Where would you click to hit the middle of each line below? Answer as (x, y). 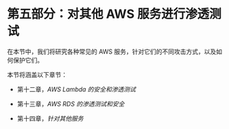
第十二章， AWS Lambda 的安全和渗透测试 (76, 89)
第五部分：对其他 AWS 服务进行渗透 (108, 14)
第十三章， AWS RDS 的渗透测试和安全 (71, 104)
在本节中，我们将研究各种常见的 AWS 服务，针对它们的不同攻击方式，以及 (112, 51)
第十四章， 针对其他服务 (50, 118)
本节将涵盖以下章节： (37, 74)
